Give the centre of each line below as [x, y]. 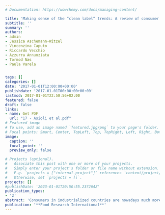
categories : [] [21, 82]
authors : [14, 32]
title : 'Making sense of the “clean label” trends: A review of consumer [82, 18]
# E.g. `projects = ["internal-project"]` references [63, 173]
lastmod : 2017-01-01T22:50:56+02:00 [42, 95]
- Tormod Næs [18, 59]
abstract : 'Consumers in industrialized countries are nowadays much [78, 200]
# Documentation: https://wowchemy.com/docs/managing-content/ [71, 10]
